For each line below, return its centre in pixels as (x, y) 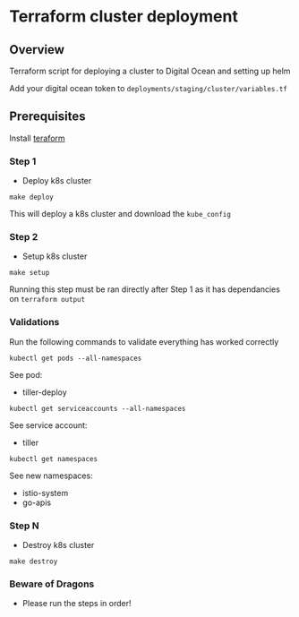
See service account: (48, 425)
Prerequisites (47, 117)
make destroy (34, 561)
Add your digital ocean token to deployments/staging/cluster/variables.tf (149, 88)
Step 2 (24, 237)
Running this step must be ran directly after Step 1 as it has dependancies (145, 289)
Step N (24, 526)
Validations (34, 322)
